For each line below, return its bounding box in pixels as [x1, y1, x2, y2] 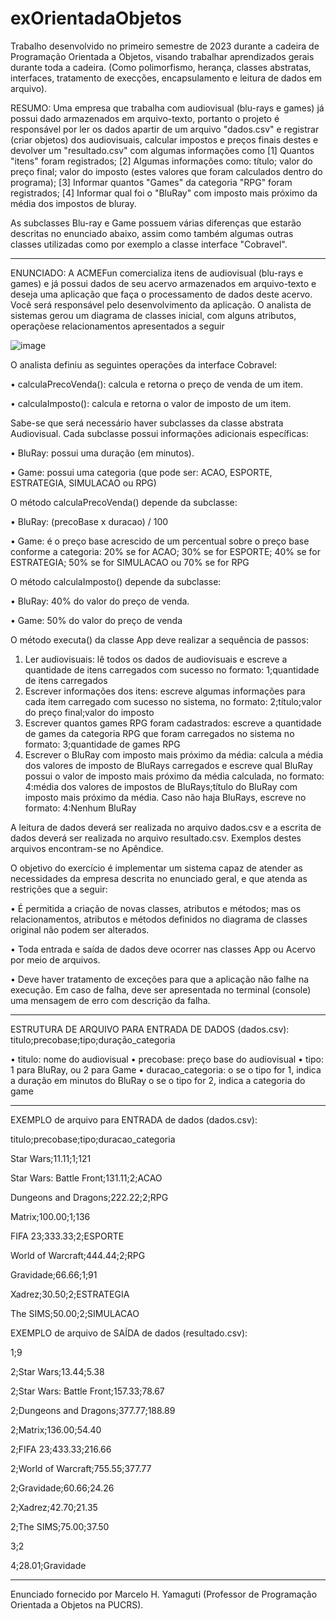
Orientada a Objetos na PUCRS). [10, 1598, 144, 1611]
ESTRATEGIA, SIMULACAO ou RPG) [10, 477, 157, 489]
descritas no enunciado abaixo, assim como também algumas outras [10, 227, 294, 239]
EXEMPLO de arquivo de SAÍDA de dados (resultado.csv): [10, 1327, 248, 1339]
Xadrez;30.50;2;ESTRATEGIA [10, 1288, 130, 1300]
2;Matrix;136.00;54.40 [10, 1423, 102, 1436]
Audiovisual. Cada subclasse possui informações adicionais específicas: [10, 427, 309, 439]
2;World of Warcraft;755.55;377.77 [10, 1462, 152, 1474]
